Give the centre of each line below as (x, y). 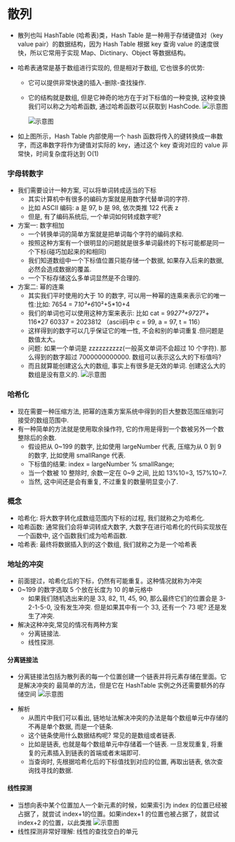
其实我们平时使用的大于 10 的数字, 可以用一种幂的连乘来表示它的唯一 (127, 296)
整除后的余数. (37, 438)
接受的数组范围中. (43, 420)
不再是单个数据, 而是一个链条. (70, 727)
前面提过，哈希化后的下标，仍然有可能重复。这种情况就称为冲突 (109, 581)
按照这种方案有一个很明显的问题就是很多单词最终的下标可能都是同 (123, 243)
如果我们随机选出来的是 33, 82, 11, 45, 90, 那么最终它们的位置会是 (123, 598)
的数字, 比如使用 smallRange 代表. (77, 455)
